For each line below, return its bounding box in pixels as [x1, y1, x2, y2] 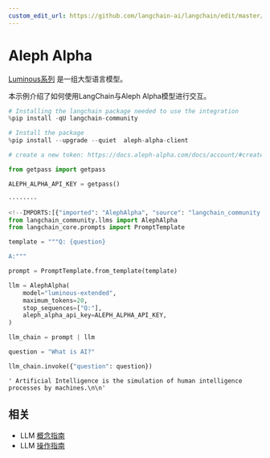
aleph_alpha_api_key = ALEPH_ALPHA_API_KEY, [22, 311, 167, 320]
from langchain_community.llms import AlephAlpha [8, 216, 178, 224]
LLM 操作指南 [19, 440, 66, 450]
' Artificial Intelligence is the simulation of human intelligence [8, 377, 243, 385]
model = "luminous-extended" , [22, 288, 117, 297]
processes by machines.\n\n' [8, 383, 106, 392]
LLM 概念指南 [19, 431, 66, 440]
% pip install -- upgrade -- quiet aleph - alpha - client [8, 137, 189, 145]
